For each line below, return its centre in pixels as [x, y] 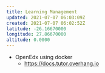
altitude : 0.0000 [28, 40]
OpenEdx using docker [44, 57]
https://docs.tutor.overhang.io [61, 63]
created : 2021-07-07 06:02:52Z [46, 23]
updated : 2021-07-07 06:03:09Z [46, 17]
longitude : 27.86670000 [36, 34]
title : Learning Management [42, 12]
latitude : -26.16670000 [36, 29]
